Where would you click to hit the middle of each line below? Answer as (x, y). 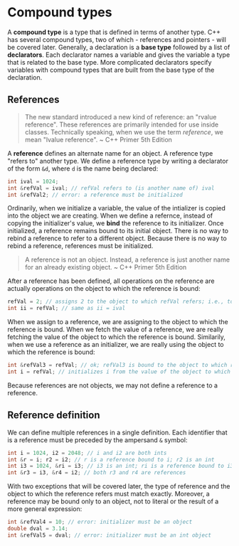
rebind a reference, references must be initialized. (80, 246)
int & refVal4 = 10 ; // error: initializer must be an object (100, 522)
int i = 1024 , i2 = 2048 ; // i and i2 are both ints (87, 453)
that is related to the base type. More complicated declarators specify (110, 62)
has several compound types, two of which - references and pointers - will (117, 39)
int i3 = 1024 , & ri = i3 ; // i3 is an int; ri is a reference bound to (116, 466)
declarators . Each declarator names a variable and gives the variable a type (119, 55)
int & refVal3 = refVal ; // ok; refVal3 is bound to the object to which (117, 365)
